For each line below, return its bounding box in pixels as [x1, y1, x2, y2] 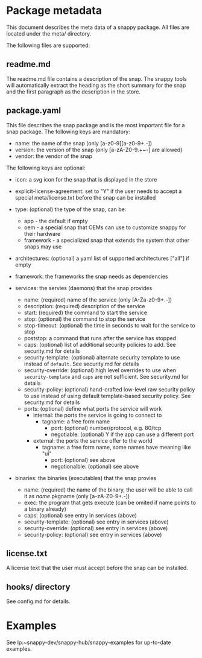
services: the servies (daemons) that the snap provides [14, 284, 153, 291]
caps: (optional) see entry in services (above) [24, 511, 137, 519]
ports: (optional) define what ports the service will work [24, 405, 162, 412]
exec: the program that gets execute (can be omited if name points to [24, 499, 196, 506]
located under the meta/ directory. [6, 30, 92, 37]
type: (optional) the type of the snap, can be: [14, 206, 127, 213]
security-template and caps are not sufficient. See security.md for [24, 373, 189, 380]
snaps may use [24, 242, 62, 250]
